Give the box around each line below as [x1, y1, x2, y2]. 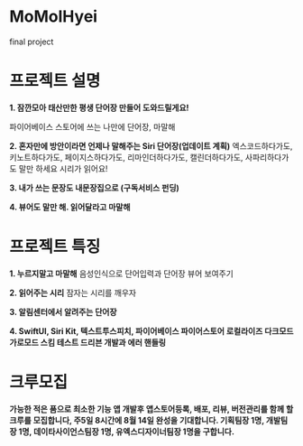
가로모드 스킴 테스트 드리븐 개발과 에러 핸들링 [9, 337, 167, 348]
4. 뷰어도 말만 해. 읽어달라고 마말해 [9, 201, 131, 212]
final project [9, 36, 54, 47]
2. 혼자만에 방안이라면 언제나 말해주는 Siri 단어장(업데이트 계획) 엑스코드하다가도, [9, 140, 293, 151]
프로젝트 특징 [9, 237, 101, 257]
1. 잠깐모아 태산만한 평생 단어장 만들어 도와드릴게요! [9, 102, 189, 113]
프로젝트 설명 [9, 70, 101, 91]
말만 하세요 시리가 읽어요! [18, 163, 108, 173]
